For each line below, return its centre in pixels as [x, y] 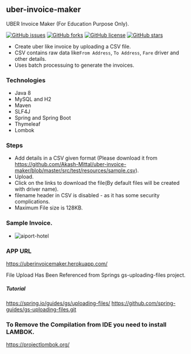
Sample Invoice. [29, 223]
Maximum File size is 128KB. [48, 208]
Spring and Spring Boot [43, 118]
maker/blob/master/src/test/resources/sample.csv [75, 171]
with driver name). [37, 189]
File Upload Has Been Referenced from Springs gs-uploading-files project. [96, 275]
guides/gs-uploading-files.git [41, 309]
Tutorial [16, 288]
